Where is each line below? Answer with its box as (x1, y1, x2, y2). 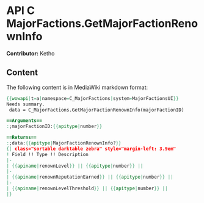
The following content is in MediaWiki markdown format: (6, 84, 148, 91)
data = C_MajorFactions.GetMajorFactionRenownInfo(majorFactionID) (9, 107, 184, 113)
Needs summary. (6, 101, 45, 107)
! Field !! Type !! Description (6, 151, 89, 157)
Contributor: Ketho (6, 49, 55, 57)
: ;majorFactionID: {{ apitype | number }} (6, 123, 103, 130)
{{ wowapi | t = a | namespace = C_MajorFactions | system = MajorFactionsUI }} (6, 95, 179, 101)
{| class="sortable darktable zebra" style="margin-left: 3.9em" (6, 146, 176, 152)
